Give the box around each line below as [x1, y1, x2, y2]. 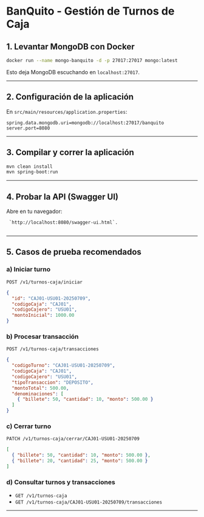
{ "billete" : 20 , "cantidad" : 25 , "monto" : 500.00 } [12, 458, 148, 464]
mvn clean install [6, 163, 53, 170]
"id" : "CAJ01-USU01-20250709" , [12, 295, 91, 302]
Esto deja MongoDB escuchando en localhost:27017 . [6, 68, 140, 75]
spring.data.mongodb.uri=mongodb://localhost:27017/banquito [6, 120, 165, 126]
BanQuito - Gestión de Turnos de [6, 4, 175, 18]
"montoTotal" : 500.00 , [12, 385, 69, 391]
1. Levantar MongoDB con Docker [6, 41, 135, 52]
